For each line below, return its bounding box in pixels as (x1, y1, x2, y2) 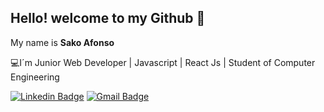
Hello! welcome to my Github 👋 (10, 10, 206, 27)
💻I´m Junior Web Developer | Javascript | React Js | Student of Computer (10, 56, 316, 68)
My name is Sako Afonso (10, 36, 115, 48)
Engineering (10, 71, 60, 83)
